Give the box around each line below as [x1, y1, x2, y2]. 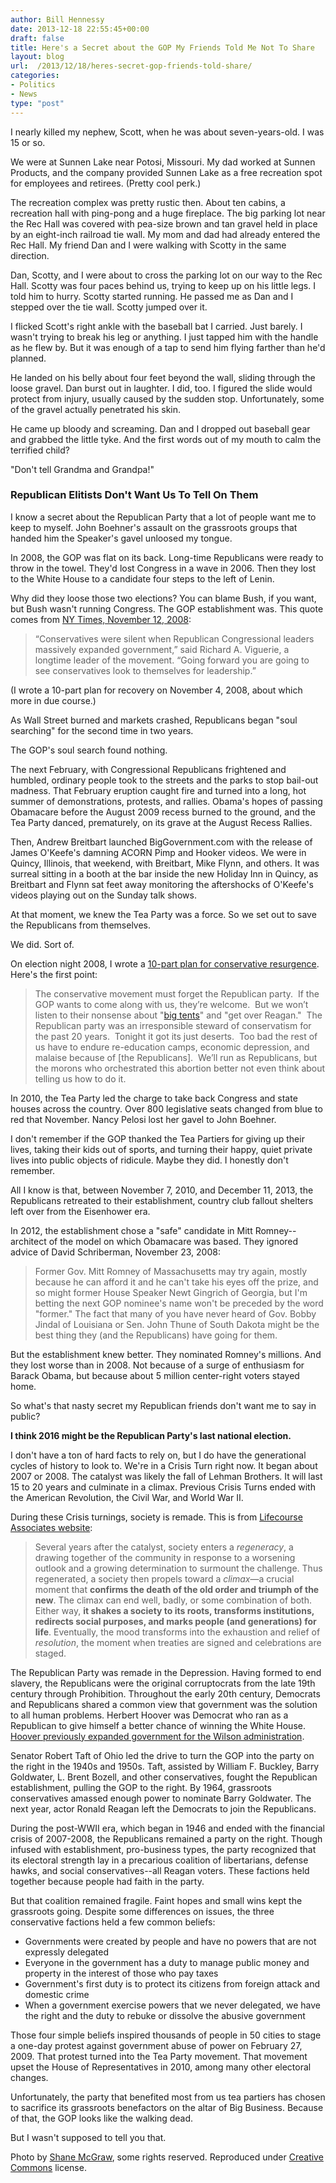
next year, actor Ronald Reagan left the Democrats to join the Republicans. [10, 1802, 317, 1815]
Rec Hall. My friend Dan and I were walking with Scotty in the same [10, 239, 287, 251]
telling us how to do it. [34, 1072, 127, 1085]
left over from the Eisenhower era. [10, 1205, 151, 1217]
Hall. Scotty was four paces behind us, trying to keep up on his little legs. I [10, 279, 316, 291]
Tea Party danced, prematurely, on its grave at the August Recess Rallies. [10, 816, 313, 828]
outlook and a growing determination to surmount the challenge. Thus [34, 1562, 323, 1574]
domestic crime [24, 1988, 90, 2000]
